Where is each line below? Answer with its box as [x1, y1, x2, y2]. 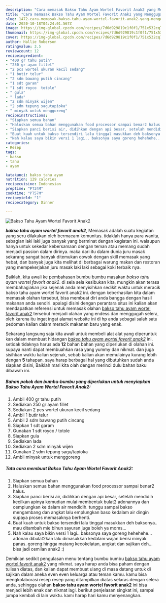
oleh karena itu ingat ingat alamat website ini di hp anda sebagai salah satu [5, 316, 158, 322]
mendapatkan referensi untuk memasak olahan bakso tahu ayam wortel [5, 305, 151, 311]
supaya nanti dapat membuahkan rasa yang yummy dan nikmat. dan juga [5, 346, 154, 352]
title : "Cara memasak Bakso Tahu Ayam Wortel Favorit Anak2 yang [5, 12, 142, 17]
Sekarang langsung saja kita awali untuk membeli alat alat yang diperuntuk [5, 331, 157, 337]
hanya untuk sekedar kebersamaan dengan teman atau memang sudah [5, 243, 150, 249]
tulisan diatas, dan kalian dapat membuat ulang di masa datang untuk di [5, 566, 151, 572]
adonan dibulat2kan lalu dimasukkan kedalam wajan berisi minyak [12, 536, 147, 542]
